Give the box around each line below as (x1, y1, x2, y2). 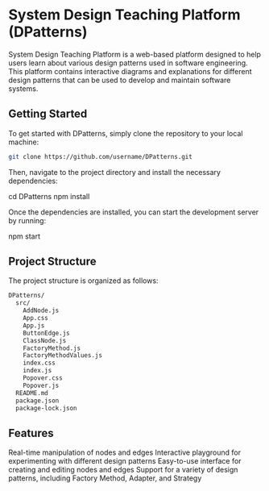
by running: (8, 215, 47, 225)
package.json (15, 397, 60, 405)
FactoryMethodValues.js (23, 352, 103, 360)
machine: (8, 137, 39, 147)
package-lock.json (15, 404, 78, 412)
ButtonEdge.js (23, 329, 70, 337)
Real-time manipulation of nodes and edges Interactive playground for (8, 447, 242, 457)
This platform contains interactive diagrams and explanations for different (8, 66, 252, 76)
